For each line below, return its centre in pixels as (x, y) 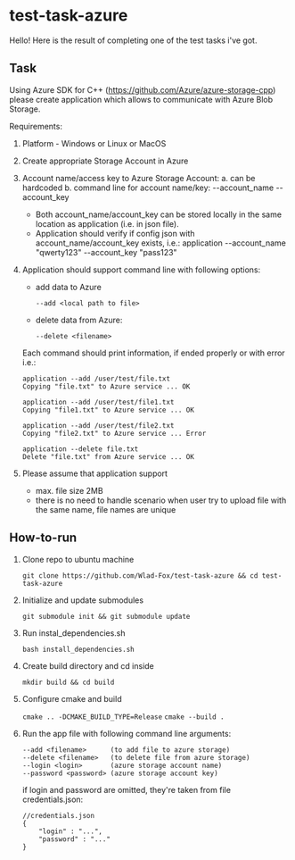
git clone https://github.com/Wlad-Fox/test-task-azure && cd (140, 576)
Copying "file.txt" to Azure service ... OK (106, 386)
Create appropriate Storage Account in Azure (105, 161)
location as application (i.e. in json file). (107, 223)
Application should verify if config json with (115, 233)
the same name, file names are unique (106, 509)
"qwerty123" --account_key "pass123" (106, 252)
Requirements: (36, 126)
